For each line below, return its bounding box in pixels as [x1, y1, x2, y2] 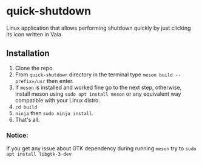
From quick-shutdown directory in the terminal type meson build [15, 71, 173, 78]
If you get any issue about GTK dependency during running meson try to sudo [6, 145, 197, 152]
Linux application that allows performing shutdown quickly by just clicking [6, 24, 191, 32]
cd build [15, 104, 38, 110]
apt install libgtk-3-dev [6, 151, 72, 158]
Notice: [6, 131, 29, 139]
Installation [6, 48, 50, 59]
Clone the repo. [15, 64, 55, 72]
